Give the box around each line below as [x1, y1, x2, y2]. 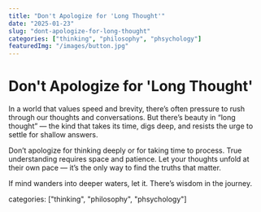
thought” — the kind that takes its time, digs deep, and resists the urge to [8, 121, 254, 131]
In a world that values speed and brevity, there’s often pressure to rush [8, 104, 246, 114]
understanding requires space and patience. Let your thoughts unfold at [8, 154, 250, 164]
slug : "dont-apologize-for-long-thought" [8, 27, 151, 35]
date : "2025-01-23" [8, 19, 75, 28]
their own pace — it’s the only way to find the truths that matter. [8, 163, 222, 173]
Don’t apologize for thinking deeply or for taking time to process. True [8, 145, 242, 155]
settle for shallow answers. [8, 130, 99, 140]
